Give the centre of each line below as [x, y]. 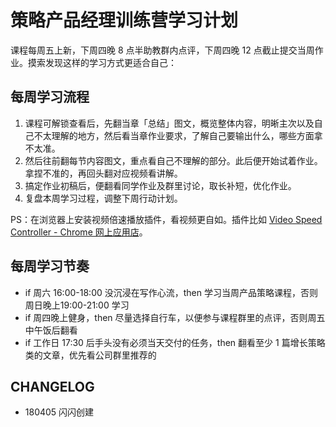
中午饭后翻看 [51, 330]
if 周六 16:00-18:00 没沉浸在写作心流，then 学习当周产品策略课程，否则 [171, 292]
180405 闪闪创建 [59, 412]
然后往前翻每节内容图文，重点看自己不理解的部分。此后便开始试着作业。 [173, 160]
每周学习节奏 [50, 266]
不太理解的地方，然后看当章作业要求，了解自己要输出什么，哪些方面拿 [178, 135]
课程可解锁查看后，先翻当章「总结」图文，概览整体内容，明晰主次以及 [169, 123]
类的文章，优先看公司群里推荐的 [90, 355]
